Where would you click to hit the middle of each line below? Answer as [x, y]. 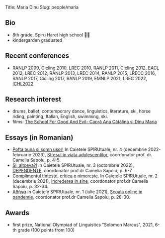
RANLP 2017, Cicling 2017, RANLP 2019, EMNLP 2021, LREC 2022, [80, 78]
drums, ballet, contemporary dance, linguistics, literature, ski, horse [81, 111]
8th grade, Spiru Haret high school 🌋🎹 [51, 35]
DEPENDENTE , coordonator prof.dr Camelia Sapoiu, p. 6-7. [72, 171]
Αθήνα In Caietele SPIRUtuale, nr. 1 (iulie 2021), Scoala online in [77, 192]
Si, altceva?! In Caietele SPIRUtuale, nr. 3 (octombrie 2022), [73, 165]
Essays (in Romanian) [39, 137]
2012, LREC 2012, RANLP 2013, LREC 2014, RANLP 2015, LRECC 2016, [84, 73]
